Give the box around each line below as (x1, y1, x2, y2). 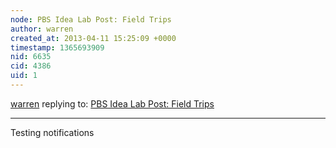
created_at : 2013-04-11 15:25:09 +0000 (10, 33, 177, 43)
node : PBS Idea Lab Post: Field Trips (10, 14, 172, 25)
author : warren (10, 24, 74, 34)
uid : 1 (10, 71, 38, 81)
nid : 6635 (10, 52, 52, 62)
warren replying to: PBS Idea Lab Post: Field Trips (10, 97, 215, 110)
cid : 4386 (10, 61, 52, 71)
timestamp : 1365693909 (10, 42, 105, 53)
